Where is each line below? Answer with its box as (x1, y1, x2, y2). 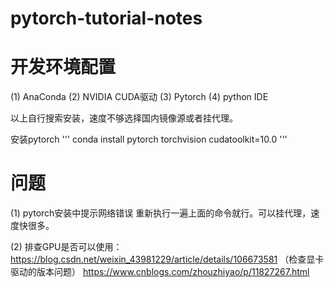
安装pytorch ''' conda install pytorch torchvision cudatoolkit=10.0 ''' (10, 133, 288, 146)
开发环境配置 (10, 56, 117, 79)
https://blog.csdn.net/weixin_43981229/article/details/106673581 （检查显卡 (10, 253, 325, 266)
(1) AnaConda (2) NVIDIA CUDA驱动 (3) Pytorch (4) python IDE (10, 91, 269, 103)
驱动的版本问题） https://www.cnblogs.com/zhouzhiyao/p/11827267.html (10, 266, 310, 278)
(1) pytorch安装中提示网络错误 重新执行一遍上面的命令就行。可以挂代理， (10, 207, 312, 219)
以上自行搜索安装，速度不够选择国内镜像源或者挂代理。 (10, 112, 238, 124)
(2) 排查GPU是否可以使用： (10, 241, 123, 253)
